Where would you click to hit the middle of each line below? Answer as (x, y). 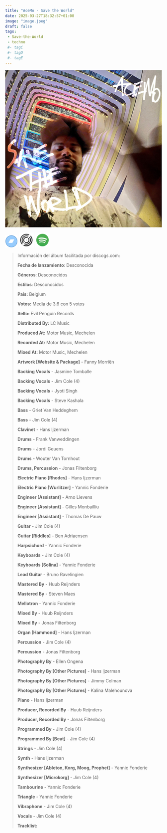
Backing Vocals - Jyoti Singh (47, 391)
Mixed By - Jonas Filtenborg (46, 623)
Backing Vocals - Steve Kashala (50, 400)
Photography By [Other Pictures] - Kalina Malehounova (75, 690)
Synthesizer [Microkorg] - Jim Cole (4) (58, 777)
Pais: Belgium (32, 294)
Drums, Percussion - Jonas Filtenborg (57, 468)
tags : (11, 32)
